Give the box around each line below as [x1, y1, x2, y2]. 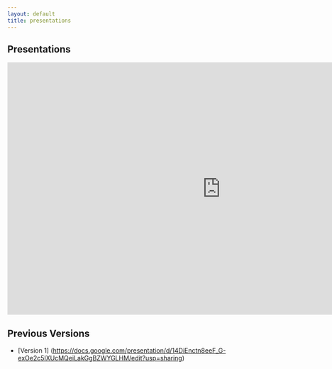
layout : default [7, 10, 55, 18]
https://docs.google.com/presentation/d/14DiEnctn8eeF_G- [52, 346, 226, 355]
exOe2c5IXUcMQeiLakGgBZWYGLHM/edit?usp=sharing [17, 354, 182, 363]
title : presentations [7, 17, 72, 24]
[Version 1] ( [17, 346, 53, 355]
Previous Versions [7, 327, 90, 339]
